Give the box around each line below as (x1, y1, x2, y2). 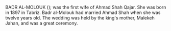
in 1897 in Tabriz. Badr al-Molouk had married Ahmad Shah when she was (5, 9, 161, 15)
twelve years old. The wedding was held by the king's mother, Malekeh (5, 15, 155, 20)
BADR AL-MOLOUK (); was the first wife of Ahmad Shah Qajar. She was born (5, 4, 166, 10)
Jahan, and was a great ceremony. (5, 20, 78, 26)
